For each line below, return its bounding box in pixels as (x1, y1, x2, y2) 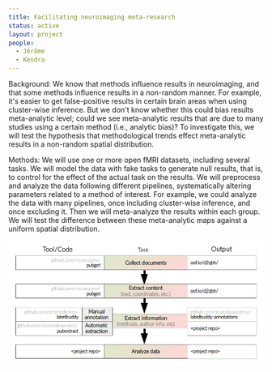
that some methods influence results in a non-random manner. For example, (8, 88, 261, 97)
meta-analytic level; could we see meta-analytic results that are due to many (8, 113, 264, 123)
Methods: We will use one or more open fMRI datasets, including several (8, 155, 250, 165)
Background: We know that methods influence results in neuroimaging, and (8, 79, 260, 88)
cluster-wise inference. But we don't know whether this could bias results (8, 105, 253, 114)
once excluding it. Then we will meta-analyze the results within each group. (8, 207, 261, 216)
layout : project (8, 30, 63, 38)
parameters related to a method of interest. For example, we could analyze (8, 190, 257, 199)
